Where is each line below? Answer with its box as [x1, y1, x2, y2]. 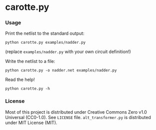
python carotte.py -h [5, 86, 50, 91]
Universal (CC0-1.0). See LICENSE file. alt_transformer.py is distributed [5, 114, 151, 120]
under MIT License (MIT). [5, 120, 57, 126]
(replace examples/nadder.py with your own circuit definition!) [5, 49, 131, 55]
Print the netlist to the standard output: [5, 30, 85, 36]
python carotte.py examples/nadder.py [5, 40, 86, 45]
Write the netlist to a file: [5, 59, 56, 65]
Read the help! [5, 76, 35, 83]
